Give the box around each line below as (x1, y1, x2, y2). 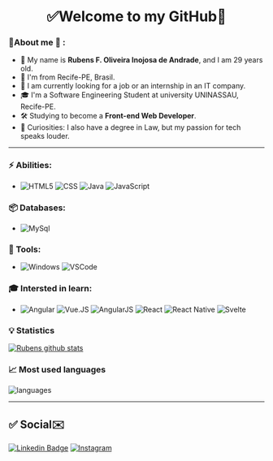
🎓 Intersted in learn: (8, 283, 93, 295)
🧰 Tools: (8, 243, 41, 255)
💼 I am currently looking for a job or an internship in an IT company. (19, 81, 246, 91)
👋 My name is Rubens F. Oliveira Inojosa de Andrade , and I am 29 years (19, 55, 263, 65)
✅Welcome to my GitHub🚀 (46, 7, 227, 26)
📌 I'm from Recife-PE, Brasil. (19, 72, 115, 82)
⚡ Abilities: (8, 160, 53, 171)
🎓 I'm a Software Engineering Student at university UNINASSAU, (19, 90, 240, 100)
